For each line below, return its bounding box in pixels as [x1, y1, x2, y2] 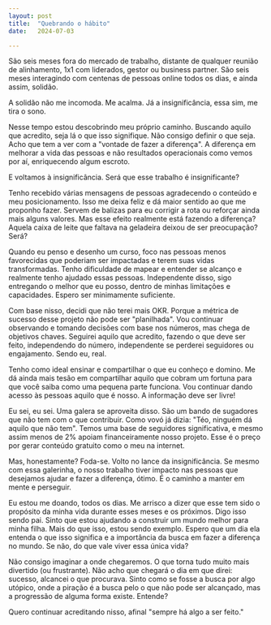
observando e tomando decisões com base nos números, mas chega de [8, 323, 250, 333]
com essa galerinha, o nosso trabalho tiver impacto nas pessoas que [8, 465, 239, 475]
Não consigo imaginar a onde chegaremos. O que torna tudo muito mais [8, 557, 250, 567]
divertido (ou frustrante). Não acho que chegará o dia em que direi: [8, 566, 233, 575]
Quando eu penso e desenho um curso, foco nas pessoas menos [8, 247, 226, 256]
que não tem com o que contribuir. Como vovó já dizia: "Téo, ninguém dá [8, 415, 253, 425]
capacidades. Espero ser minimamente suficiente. [8, 290, 176, 300]
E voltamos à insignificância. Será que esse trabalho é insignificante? [8, 172, 239, 183]
